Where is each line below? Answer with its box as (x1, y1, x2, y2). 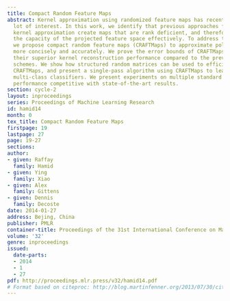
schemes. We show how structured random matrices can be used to (13, 61, 204, 68)
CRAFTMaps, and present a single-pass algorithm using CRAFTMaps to (13, 67, 213, 74)
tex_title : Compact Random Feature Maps (7, 118, 125, 125)
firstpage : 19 (7, 125, 48, 131)
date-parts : (13, 252, 48, 259)
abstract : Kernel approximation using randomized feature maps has (7, 16, 204, 23)
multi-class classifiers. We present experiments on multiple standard (13, 73, 222, 81)
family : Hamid (13, 162, 53, 170)
